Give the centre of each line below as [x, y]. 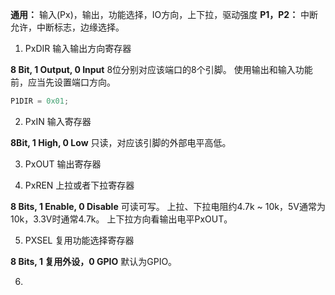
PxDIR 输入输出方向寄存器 [78, 48]
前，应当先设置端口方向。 [63, 82]
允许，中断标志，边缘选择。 [67, 27]
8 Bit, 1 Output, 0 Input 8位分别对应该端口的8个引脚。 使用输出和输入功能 [161, 69]
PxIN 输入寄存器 [58, 121]
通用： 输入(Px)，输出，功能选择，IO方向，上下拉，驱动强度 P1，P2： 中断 [164, 14]
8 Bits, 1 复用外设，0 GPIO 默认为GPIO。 [94, 261]
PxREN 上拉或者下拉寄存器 [79, 185]
